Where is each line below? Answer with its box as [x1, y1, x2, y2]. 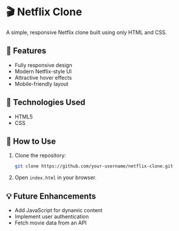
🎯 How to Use [6, 136, 56, 146]
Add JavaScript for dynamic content [14, 207, 103, 214]
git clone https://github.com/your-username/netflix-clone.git [14, 163, 174, 169]
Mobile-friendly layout [14, 80, 69, 87]
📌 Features [6, 46, 47, 56]
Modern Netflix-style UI [14, 68, 72, 75]
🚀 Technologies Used [6, 97, 85, 107]
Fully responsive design [14, 61, 72, 68]
